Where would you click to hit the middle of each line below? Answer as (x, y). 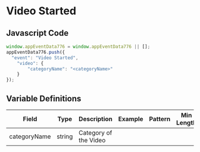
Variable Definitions (44, 99)
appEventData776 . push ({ (36, 52)
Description (96, 119)
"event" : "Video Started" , (45, 58)
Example (131, 119)
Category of (95, 132)
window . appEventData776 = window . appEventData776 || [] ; (78, 46)
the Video (92, 140)
